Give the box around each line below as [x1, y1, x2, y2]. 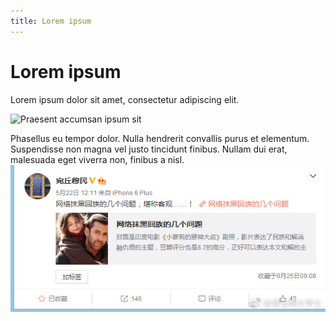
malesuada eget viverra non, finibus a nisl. [10, 153, 185, 165]
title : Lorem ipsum [10, 16, 92, 26]
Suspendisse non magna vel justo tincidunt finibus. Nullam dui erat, [10, 143, 288, 155]
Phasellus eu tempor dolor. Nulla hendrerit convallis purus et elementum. [10, 132, 310, 144]
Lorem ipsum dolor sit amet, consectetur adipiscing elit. [10, 93, 240, 105]
